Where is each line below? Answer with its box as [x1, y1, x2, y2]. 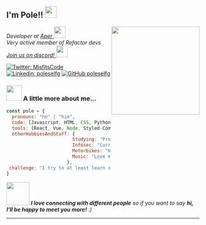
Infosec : [72, 142, 95, 149]
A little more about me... [23, 94, 97, 103]
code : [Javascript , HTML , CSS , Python [12, 119, 112, 125]
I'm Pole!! [6, 10, 44, 20]
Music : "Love [72, 153, 105, 160]
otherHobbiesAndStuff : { [12, 131, 75, 137]
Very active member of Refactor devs [6, 39, 101, 46]
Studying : [72, 136, 97, 142]
